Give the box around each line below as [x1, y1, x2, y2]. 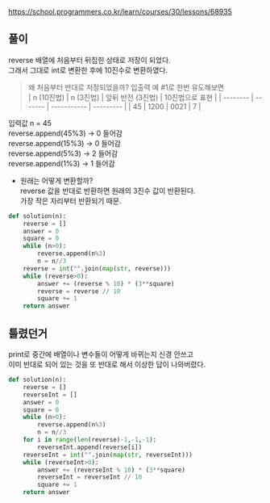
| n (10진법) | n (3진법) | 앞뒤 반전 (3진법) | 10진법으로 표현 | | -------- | [27, 92, 254, 102]
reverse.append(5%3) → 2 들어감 [8, 149, 118, 158]
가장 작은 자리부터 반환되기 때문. [19, 195, 122, 205]
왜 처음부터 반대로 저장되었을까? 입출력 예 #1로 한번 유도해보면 [27, 82, 224, 92]
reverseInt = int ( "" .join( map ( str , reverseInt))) [23, 451, 193, 459]
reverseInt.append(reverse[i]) [37, 443, 143, 451]
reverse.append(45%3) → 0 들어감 [8, 128, 123, 138]
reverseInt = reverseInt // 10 [37, 473, 143, 481]
